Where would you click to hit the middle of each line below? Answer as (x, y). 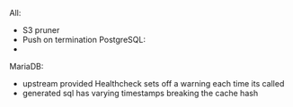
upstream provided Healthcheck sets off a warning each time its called (153, 83)
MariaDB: (27, 66)
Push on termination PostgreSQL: (84, 40)
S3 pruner (41, 30)
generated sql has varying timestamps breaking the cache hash (140, 93)
